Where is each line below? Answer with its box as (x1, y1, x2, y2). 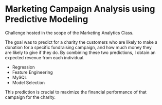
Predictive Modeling (5, 14, 89, 25)
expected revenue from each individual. (5, 54, 85, 60)
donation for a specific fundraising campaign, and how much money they (5, 44, 152, 50)
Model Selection (12, 79, 45, 86)
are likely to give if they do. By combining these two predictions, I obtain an (5, 50, 156, 55)
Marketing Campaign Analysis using (5, 3, 155, 15)
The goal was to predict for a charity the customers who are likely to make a (5, 39, 158, 45)
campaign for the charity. (5, 94, 56, 100)
